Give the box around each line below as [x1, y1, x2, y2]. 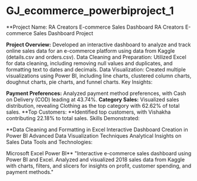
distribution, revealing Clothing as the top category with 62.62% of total [6, 102, 180, 109]
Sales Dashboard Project [33, 29, 94, 36]
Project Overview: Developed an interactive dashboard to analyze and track [6, 41, 191, 48]
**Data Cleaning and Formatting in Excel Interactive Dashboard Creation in [6, 126, 188, 133]
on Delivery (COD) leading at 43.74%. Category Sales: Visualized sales [6, 95, 179, 103]
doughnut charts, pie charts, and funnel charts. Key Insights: [6, 78, 153, 86]
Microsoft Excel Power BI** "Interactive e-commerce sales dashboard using [6, 149, 192, 156]
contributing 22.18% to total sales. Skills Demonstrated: [6, 114, 140, 121]
